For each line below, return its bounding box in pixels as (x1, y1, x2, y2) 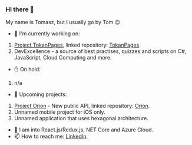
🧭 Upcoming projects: (14, 91, 67, 98)
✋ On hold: (14, 66, 41, 73)
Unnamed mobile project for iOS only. (14, 108, 105, 116)
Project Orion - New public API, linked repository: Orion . (14, 103, 150, 110)
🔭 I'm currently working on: (14, 30, 80, 37)
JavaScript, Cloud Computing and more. (14, 54, 112, 61)
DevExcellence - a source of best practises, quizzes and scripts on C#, (14, 48, 187, 55)
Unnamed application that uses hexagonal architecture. (14, 115, 148, 122)
